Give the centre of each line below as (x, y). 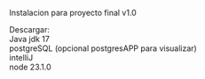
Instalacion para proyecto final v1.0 (73, 13)
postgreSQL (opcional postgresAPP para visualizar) (103, 48)
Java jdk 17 (30, 39)
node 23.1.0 (30, 67)
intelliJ (21, 57)
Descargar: (30, 29)
